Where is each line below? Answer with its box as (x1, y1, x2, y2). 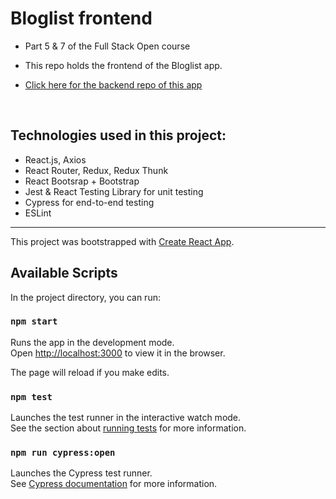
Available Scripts (10, 265, 118, 282)
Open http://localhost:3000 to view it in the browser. (10, 347, 226, 359)
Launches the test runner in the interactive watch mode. (10, 412, 242, 424)
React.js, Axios (24, 153, 87, 166)
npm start (10, 316, 58, 327)
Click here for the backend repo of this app (24, 78, 203, 91)
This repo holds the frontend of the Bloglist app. (24, 59, 223, 71)
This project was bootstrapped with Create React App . (10, 235, 235, 247)
